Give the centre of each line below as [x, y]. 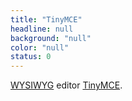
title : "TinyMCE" [46, 19]
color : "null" [40, 47]
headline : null [42, 29]
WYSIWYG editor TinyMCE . [66, 85]
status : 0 [31, 57]
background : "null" [51, 38]
